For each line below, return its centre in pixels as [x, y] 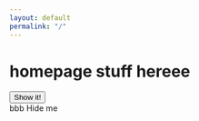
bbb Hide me [34, 108]
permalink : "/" [38, 26]
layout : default [40, 18]
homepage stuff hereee [100, 71]
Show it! [28, 98]
